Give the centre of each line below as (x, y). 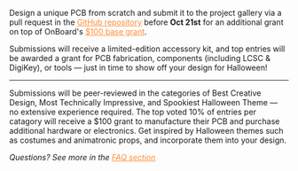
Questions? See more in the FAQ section (82, 157)
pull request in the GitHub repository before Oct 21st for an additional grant (146, 22)
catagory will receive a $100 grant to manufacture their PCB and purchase (145, 121)
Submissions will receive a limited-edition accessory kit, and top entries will (147, 49)
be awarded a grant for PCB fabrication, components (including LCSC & (140, 58)
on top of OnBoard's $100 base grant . (78, 31)
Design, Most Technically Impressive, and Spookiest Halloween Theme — (144, 102)
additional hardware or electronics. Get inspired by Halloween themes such (146, 131)
